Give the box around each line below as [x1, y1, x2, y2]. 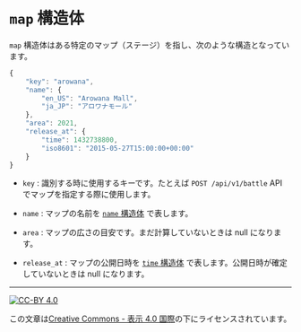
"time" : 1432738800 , [41, 135, 118, 144]
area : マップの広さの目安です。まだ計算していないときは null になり [21, 227, 274, 238]
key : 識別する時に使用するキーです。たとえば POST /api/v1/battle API [21, 178, 283, 188]
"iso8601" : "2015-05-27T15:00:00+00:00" [41, 144, 194, 153]
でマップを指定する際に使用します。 [21, 189, 156, 200]
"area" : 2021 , [25, 118, 78, 128]
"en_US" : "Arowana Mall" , [41, 93, 139, 103]
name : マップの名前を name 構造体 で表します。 [21, 208, 193, 219]
